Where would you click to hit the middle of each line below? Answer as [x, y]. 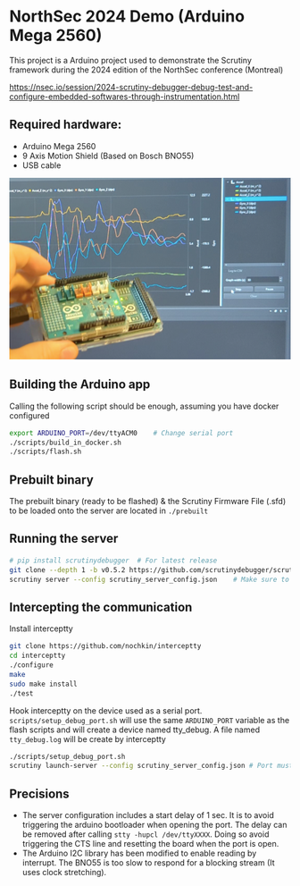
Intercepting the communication [101, 607]
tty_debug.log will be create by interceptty [88, 738]
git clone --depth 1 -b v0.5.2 [67, 570]
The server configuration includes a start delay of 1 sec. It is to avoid [148, 815]
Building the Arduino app [80, 385]
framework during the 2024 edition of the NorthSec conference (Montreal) [146, 70]
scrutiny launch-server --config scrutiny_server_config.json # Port [142, 766]
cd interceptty [37, 656]
